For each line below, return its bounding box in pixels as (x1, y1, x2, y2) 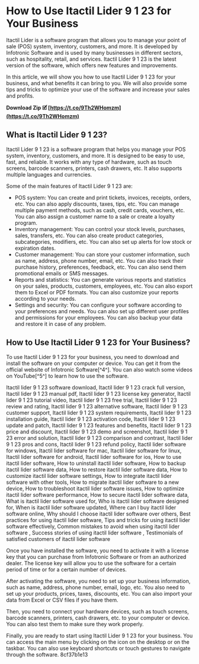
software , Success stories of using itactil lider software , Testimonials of (6, 529, 184, 536)
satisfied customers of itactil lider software (6, 535, 111, 542)
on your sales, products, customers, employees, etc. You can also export (14, 282, 193, 289)
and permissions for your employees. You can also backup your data (14, 314, 182, 321)
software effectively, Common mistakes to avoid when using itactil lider (6, 523, 180, 530)
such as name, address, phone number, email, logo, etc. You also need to (6, 584, 185, 591)
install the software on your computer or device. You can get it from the (6, 360, 181, 367)
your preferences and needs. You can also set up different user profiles (14, 307, 190, 314)
